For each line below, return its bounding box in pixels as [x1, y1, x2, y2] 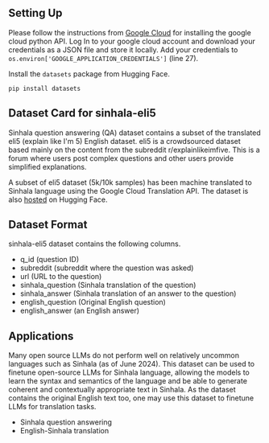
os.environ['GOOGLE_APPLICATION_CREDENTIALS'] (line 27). [8, 53, 199, 63]
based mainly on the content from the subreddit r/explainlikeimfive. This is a [8, 145, 260, 154]
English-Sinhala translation [19, 426, 110, 436]
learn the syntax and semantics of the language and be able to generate [8, 376, 248, 386]
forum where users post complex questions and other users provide [8, 153, 234, 163]
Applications [8, 329, 74, 343]
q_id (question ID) [19, 255, 80, 265]
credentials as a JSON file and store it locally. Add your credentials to [8, 44, 238, 55]
